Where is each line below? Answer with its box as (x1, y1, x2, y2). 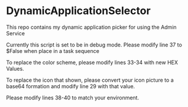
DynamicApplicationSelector (6, 4, 151, 18)
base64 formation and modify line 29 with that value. (6, 82, 135, 89)
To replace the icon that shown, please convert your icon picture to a (6, 76, 174, 83)
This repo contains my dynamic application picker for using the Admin (6, 24, 177, 31)
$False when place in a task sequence (6, 47, 99, 54)
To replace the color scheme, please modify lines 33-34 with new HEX (6, 59, 179, 66)
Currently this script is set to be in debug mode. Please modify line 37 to (6, 41, 182, 48)
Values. (6, 65, 25, 72)
